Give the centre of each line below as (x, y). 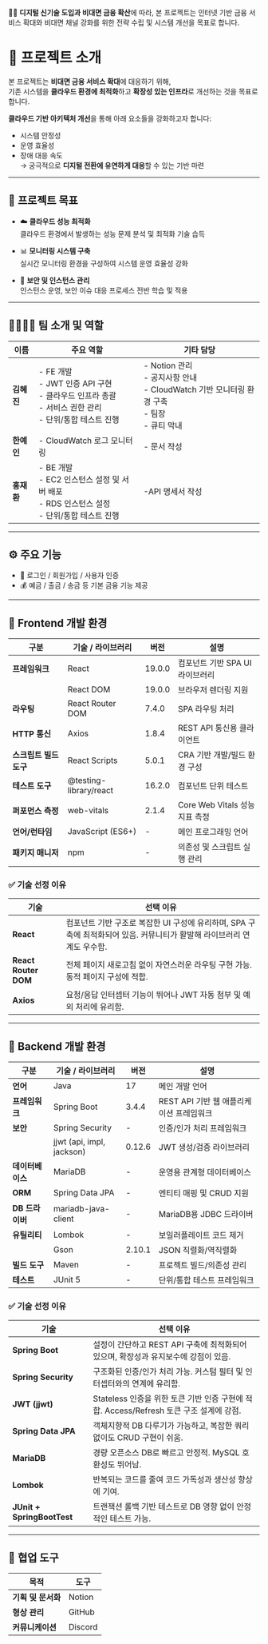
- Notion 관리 (168, 365)
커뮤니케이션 (35, 1628)
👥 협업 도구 (34, 1557)
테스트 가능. (130, 1518)
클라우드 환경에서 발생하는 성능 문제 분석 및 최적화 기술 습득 (112, 233)
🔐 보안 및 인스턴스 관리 (55, 280)
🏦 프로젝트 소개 (55, 58)
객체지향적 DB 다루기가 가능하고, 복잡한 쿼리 (171, 1425)
